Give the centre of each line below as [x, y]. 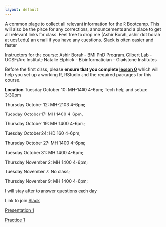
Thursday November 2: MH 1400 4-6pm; [46, 162]
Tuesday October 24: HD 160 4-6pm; [43, 133]
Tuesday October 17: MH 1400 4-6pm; [44, 114]
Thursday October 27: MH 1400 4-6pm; [45, 143]
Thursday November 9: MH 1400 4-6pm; [47, 181]
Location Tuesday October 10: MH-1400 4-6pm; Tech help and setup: [76, 89]
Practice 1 [15, 220]
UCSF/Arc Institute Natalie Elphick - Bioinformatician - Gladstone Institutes [81, 59]
